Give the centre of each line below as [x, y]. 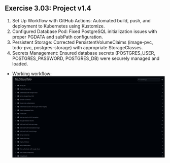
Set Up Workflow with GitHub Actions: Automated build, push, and [81, 20]
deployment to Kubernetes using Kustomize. [58, 26]
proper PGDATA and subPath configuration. [58, 37]
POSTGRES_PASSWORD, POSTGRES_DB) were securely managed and [86, 58]
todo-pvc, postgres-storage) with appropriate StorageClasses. [77, 47]
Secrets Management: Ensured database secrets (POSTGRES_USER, [83, 53]
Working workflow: [32, 74]
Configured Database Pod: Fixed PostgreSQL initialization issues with [84, 31]
